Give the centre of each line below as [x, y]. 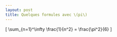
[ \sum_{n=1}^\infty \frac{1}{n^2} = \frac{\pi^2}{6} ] [58, 29]
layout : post [19, 10]
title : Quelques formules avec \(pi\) [46, 15]
